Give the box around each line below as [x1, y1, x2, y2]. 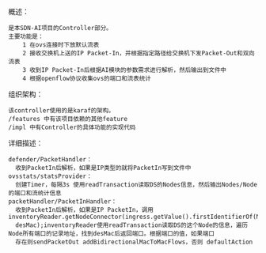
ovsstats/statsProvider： [8, 172, 93, 180]
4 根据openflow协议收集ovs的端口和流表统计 [22, 74, 152, 82]
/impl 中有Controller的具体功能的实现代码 [8, 123, 136, 131]
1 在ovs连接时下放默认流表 [22, 41, 100, 49]
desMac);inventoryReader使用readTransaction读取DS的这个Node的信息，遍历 [15, 221, 248, 229]
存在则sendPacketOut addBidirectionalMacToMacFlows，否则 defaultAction [15, 238, 253, 246]
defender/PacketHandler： [8, 156, 93, 164]
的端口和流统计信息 [8, 189, 62, 197]
